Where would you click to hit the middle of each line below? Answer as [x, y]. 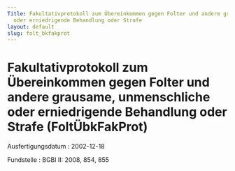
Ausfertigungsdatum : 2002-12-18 [56, 147]
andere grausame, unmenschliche [109, 97]
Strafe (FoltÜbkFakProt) [78, 127]
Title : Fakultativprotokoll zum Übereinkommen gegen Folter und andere [114, 14]
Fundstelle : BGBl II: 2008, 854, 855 [58, 160]
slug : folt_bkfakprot [39, 33]
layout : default [31, 27]
